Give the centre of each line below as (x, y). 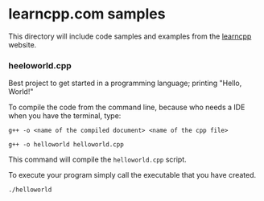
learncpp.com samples (87, 14)
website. (23, 44)
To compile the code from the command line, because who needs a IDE (127, 107)
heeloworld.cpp (40, 65)
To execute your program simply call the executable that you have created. (132, 175)
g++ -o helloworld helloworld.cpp (66, 145)
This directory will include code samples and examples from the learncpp (130, 36)
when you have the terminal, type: (65, 116)
